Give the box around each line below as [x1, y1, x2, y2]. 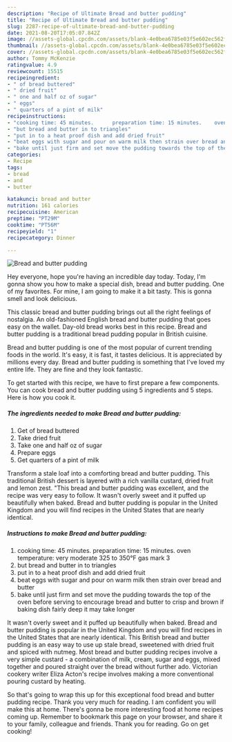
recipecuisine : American [7, 208, 79, 216]
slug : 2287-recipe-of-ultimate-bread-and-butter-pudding [7, 23, 175, 30]
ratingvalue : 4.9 [7, 61, 57, 68]
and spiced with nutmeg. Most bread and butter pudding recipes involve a [7, 648, 217, 656]
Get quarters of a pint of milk [17, 456, 99, 465]
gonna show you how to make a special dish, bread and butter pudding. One [7, 280, 224, 289]
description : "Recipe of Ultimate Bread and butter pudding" [7, 10, 187, 17]
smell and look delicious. [7, 295, 77, 303]
